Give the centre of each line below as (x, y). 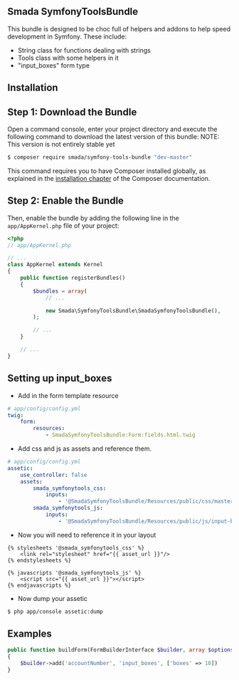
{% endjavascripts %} (39, 585)
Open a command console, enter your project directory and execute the (112, 129)
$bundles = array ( (60, 291)
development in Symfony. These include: (67, 36)
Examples (30, 634)
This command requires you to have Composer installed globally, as (107, 171)
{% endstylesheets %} (39, 560)
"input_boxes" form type (54, 65)
